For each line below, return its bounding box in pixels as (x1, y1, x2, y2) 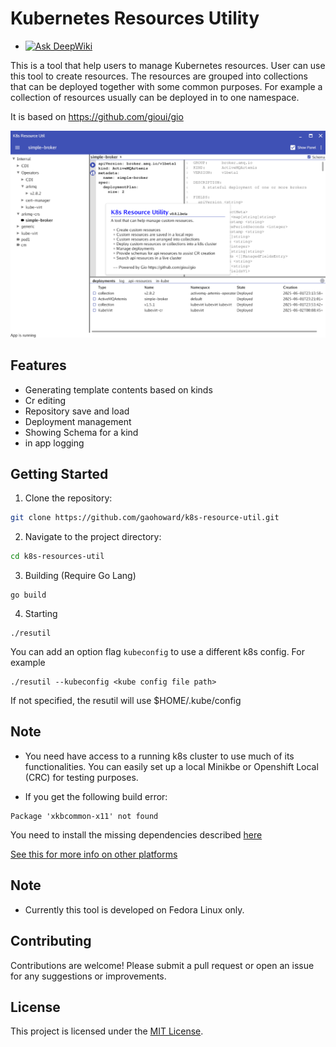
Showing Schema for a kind (24, 426, 139, 438)
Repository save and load (24, 405, 130, 417)
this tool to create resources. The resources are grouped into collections (10, 70, 309, 82)
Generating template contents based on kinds (24, 383, 213, 396)
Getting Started (10, 465, 109, 482)
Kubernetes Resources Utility (10, 7, 260, 30)
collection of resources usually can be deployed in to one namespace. (10, 91, 300, 103)
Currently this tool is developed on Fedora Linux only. (24, 903, 245, 916)
